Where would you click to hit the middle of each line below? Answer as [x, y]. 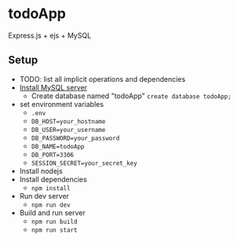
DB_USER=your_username [68, 130]
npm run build [54, 222]
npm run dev [51, 205]
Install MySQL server [53, 87]
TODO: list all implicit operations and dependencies [103, 79]
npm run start [54, 230]
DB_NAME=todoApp [58, 146]
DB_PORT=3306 [53, 155]
